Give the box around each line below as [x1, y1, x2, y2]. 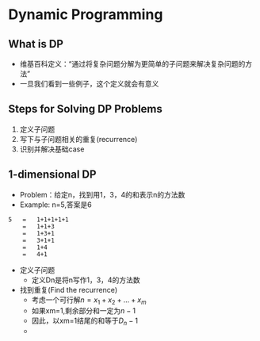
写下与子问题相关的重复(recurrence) [19, 134, 138, 144]
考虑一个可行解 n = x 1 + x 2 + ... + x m [31, 295, 147, 306]
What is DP [8, 37, 63, 51]
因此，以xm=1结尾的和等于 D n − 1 [31, 316, 139, 328]
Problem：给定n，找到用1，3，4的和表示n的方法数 [19, 190, 185, 199]
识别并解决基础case [19, 144, 85, 154]
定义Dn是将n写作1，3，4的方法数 [31, 275, 140, 285]
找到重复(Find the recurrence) [19, 285, 118, 294]
